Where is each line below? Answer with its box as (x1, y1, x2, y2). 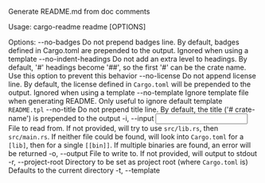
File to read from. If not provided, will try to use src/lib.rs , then (8, 124, 219, 133)
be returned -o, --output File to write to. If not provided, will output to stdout (8, 149, 257, 158)
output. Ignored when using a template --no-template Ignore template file (8, 88, 249, 97)
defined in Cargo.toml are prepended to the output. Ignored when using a (8, 46, 249, 55)
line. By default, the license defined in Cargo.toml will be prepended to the (8, 79, 251, 89)
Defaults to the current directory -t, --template (8, 166, 161, 175)
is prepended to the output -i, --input (33, 114, 154, 123)
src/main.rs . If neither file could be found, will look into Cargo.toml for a (8, 132, 244, 141)
